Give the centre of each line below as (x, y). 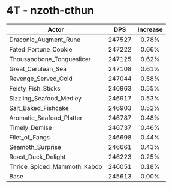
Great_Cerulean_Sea (38, 68)
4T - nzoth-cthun (50, 11)
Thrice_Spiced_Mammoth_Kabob (56, 166)
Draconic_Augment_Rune (45, 40)
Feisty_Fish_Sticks (35, 88)
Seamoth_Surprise (35, 147)
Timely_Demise (31, 127)
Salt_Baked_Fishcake (39, 108)
